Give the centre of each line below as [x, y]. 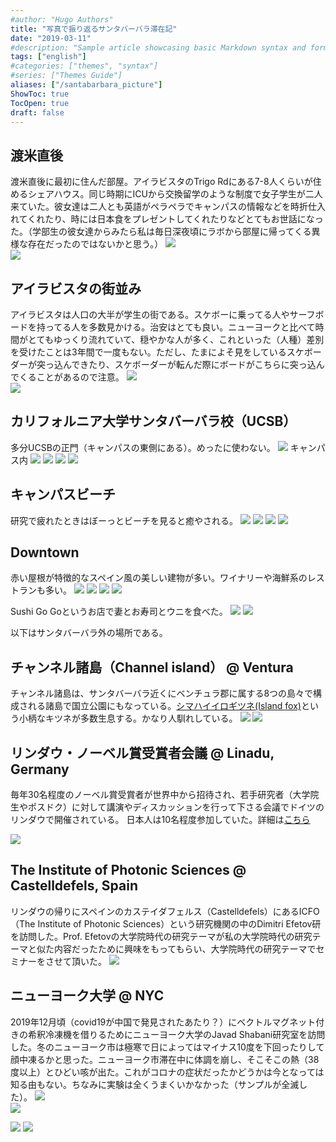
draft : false [37, 112]
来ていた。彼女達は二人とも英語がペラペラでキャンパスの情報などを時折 [159, 207]
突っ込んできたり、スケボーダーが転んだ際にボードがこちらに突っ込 [176, 364]
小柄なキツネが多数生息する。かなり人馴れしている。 [128, 718]
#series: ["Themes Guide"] [66, 76]
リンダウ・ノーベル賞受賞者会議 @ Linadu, [142, 752]
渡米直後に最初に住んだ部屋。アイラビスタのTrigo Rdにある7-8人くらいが [161, 182]
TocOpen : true [40, 103]
